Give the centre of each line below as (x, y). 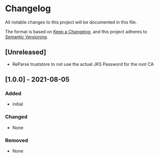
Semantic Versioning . (26, 37)
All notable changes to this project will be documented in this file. (71, 22)
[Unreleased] (26, 52)
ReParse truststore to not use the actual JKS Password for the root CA (83, 64)
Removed (17, 140)
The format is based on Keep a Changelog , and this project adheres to (76, 31)
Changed (16, 117)
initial (18, 104)
